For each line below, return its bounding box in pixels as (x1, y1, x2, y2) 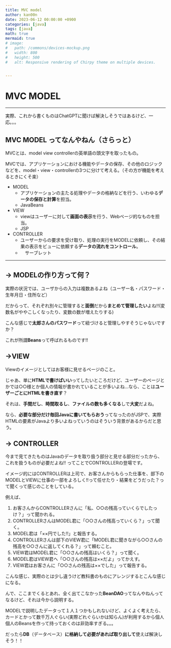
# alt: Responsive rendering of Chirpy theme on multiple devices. (5, 60, 156, 65)
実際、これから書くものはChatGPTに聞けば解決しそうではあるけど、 (5, 113, 149, 119)
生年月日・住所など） (5, 292, 50, 298)
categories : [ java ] (5, 21, 47, 27)
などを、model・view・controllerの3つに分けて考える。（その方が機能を (5, 167, 156, 173)
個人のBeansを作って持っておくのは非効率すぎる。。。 (5, 620, 116, 627)
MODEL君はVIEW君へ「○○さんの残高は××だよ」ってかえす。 (12, 556, 143, 562)
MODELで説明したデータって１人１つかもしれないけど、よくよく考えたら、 (5, 608, 164, 614)
